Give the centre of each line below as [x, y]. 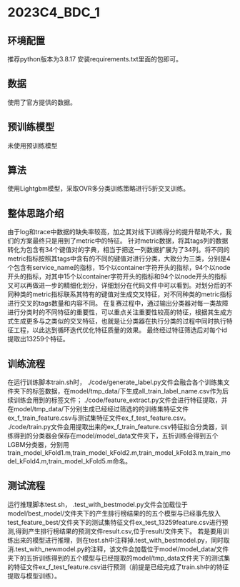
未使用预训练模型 [32, 145]
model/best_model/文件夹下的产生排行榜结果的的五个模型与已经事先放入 [114, 513]
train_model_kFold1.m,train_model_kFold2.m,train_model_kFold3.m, [106, 453]
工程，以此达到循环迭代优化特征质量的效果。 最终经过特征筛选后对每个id [120, 330]
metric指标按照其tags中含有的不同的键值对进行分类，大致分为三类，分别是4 [119, 259]
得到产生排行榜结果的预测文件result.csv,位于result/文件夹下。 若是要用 [119, 531]
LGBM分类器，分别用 [38, 445]
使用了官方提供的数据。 [42, 102]
